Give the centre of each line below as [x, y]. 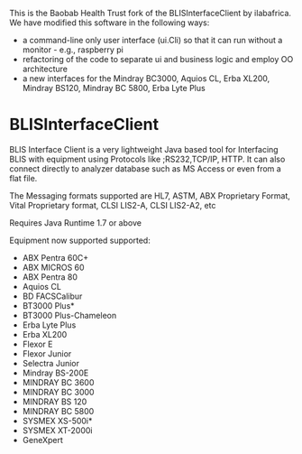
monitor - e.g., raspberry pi [73, 50]
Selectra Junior [50, 363]
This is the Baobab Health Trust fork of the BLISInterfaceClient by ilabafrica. [150, 13]
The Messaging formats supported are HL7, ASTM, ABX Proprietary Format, [150, 195]
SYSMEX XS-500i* [57, 421]
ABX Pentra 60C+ [55, 257]
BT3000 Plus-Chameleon [69, 315]
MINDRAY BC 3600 [58, 382]
